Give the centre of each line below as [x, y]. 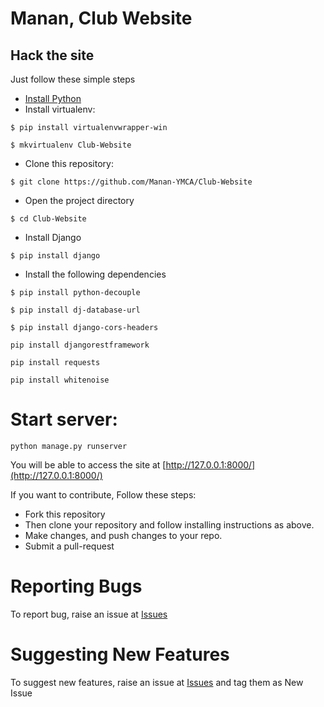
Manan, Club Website [101, 18]
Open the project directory [79, 200]
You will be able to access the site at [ [88, 464]
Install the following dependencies [95, 274]
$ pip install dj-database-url [75, 310]
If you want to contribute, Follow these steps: [103, 494]
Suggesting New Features [120, 654]
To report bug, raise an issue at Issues [89, 614]
